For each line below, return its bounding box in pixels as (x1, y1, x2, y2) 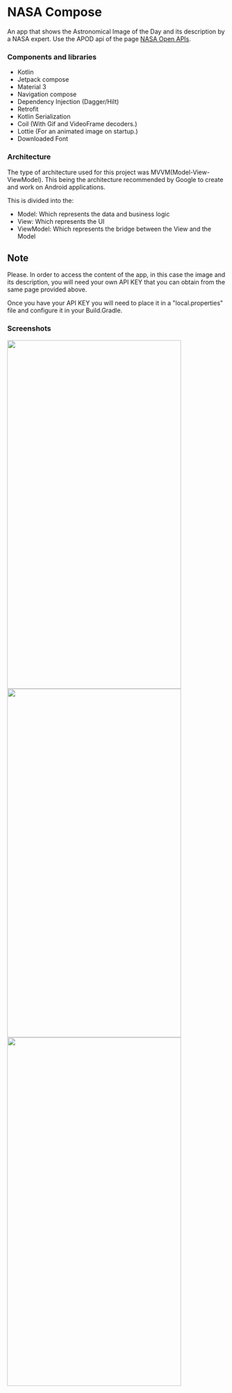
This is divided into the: (7, 196, 74, 204)
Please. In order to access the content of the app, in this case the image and (7, 271, 226, 279)
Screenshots (7, 323, 51, 333)
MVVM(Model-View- (150, 168, 210, 176)
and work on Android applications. (7, 183, 106, 191)
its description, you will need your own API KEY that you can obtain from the (7, 278, 226, 287)
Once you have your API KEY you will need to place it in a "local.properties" (7, 299, 224, 307)
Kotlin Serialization (17, 112, 71, 121)
